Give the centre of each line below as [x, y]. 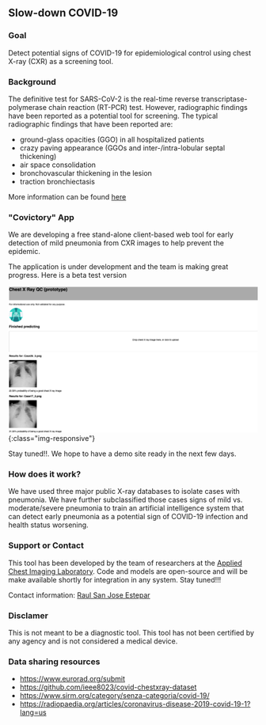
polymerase [28, 107]
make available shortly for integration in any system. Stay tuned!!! [115, 579]
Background [32, 82]
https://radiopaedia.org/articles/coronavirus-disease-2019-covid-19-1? [135, 704]
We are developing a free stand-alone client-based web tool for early [121, 235]
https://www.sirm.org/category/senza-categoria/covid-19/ [114, 696]
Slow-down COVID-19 [63, 13]
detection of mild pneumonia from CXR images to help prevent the [116, 243]
